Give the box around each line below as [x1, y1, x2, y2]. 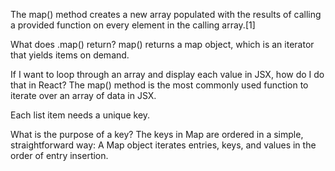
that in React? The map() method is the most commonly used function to [10, 79, 309, 91]
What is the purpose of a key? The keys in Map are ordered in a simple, [10, 129, 304, 140]
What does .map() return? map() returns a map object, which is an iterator [10, 39, 315, 50]
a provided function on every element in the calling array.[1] [10, 19, 256, 31]
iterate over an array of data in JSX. [10, 90, 157, 101]
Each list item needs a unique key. [10, 109, 151, 121]
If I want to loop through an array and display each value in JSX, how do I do [10, 69, 325, 80]
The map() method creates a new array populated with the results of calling [10, 9, 322, 20]
